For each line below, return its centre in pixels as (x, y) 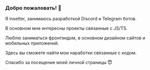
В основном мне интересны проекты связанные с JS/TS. (66, 28)
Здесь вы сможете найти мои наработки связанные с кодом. (71, 53)
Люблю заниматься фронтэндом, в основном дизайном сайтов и (75, 38)
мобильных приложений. (32, 43)
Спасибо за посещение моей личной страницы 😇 (59, 63)
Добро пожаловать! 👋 (33, 8)
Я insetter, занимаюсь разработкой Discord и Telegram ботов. (71, 19)
